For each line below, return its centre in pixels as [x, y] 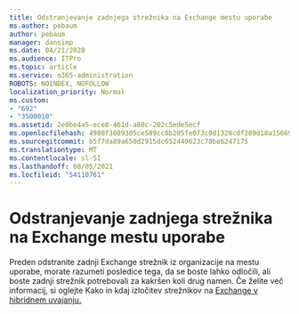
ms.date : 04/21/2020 [48, 51]
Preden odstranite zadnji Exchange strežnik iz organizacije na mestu [134, 262]
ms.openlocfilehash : [48, 133]
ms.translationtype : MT [53, 149]
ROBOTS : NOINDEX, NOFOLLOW [59, 84]
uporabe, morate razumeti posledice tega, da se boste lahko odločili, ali [140, 271]
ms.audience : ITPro [45, 59]
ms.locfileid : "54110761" [57, 174]
